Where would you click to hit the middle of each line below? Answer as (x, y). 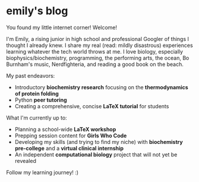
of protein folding (37, 93)
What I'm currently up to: (37, 118)
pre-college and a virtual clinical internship (69, 148)
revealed (26, 161)
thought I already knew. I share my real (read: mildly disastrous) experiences (99, 45)
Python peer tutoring (41, 100)
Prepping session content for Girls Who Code (71, 136)
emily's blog (37, 11)
